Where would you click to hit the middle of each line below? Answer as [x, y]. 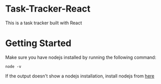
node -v [13, 66]
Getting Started [38, 43]
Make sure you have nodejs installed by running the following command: [81, 57]
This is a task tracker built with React [44, 23]
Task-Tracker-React [48, 9]
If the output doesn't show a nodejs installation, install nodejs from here [80, 76]
